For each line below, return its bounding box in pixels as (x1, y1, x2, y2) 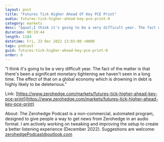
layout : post (5, 7, 32, 12)
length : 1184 (5, 35, 32, 40)
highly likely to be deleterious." (5, 81, 67, 87)
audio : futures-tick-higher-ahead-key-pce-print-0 (5, 16, 110, 21)
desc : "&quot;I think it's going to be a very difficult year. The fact (5, 25, 156, 30)
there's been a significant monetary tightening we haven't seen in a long (5, 71, 150, 77)
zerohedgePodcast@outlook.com (5, 131, 73, 137)
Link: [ (5, 91, 18, 97)
